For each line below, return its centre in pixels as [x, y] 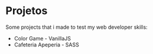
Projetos [27, 11]
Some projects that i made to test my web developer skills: [77, 27]
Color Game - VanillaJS [43, 38]
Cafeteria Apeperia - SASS [46, 45]
